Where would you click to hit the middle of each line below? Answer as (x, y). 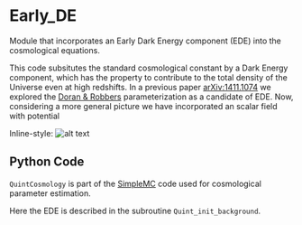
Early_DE (43, 16)
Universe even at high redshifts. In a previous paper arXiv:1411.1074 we (141, 87)
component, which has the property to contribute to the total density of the (149, 77)
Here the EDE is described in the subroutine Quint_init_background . (135, 211)
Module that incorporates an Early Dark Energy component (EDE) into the (146, 41)
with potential (35, 116)
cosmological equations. (55, 50)
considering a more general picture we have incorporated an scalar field (143, 106)
